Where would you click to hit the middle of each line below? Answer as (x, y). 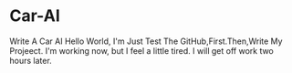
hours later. (31, 60)
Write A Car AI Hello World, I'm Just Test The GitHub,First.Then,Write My (146, 41)
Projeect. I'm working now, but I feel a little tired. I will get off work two (141, 50)
